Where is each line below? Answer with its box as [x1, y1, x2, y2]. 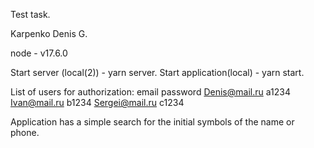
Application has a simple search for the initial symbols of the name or [10, 116, 295, 128]
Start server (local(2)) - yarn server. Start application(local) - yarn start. [10, 67, 305, 78]
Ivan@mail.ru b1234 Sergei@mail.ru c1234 [10, 97, 185, 108]
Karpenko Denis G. [10, 28, 88, 39]
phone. [10, 127, 40, 138]
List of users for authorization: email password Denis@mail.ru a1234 [10, 86, 291, 98]
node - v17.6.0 [10, 47, 68, 59]
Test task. [10, 9, 51, 20]
